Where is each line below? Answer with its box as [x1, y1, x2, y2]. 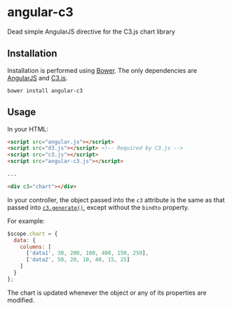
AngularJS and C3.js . [7, 73, 68, 82]
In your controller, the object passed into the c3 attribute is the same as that [7, 195, 226, 204]
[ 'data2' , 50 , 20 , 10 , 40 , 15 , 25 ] [25, 256, 130, 263]
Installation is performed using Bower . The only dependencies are [7, 66, 198, 74]
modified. [7, 295, 35, 304]
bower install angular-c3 [7, 87, 83, 94]
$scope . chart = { [7, 230, 58, 237]
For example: [7, 216, 46, 225]
